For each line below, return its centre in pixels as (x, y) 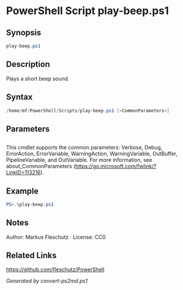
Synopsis (24, 33)
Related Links (31, 256)
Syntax (19, 97)
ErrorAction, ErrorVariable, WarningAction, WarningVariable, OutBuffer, (92, 154)
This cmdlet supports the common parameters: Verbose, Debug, (84, 148)
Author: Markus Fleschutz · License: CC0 (56, 237)
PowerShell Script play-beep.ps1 (88, 11)
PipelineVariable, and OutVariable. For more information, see (79, 160)
